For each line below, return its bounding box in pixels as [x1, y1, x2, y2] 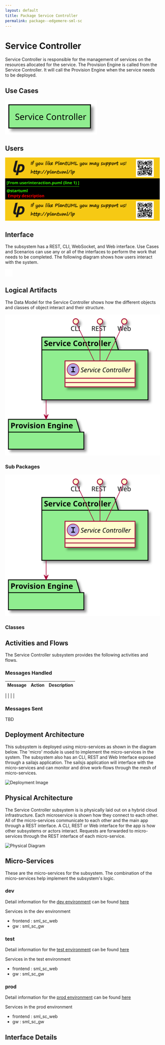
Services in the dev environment [5, 908, 71, 914]
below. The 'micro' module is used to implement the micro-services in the [5, 749, 154, 755]
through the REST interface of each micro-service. [23, 833, 126, 839]
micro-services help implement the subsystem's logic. [5, 875, 115, 881]
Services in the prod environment [5, 1004, 73, 1010]
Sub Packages [5, 464, 40, 470]
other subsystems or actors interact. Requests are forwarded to [5, 828, 134, 833]
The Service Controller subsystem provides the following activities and [5, 652, 148, 658]
